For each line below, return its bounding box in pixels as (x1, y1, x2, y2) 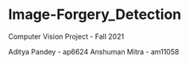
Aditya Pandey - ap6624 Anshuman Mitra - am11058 (8, 47, 179, 56)
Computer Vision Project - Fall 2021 (8, 32, 125, 41)
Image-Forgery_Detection (8, 6, 182, 24)
